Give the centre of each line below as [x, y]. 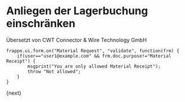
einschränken [41, 23]
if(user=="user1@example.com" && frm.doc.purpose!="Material [94, 56]
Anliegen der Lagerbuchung [77, 11]
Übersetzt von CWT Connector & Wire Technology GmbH [76, 40]
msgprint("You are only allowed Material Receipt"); [94, 66]
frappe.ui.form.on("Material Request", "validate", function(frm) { [93, 51]
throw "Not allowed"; [54, 71]
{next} [14, 93]
